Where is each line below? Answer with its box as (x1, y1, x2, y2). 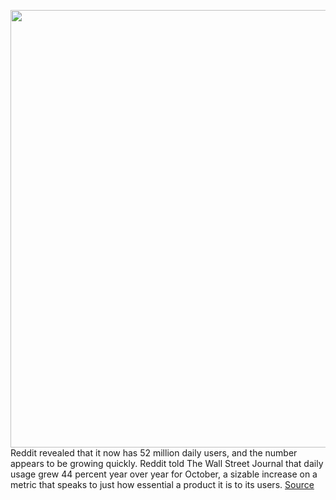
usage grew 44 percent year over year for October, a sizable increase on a (10, 468, 318, 480)
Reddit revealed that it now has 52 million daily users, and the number (10, 447, 298, 459)
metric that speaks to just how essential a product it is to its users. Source (10, 479, 315, 490)
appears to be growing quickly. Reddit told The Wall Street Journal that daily (10, 458, 324, 469)
